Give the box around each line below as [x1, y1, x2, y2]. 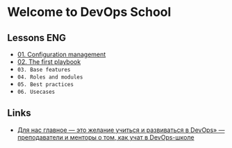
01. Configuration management [17, 50, 106, 58]
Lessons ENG [7, 32, 67, 44]
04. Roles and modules [17, 74, 83, 81]
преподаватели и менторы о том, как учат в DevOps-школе [17, 133, 194, 141]
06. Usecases [17, 88, 56, 95]
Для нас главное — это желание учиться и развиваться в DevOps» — [17, 126, 225, 134]
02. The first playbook [17, 58, 81, 66]
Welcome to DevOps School [7, 4, 172, 20]
